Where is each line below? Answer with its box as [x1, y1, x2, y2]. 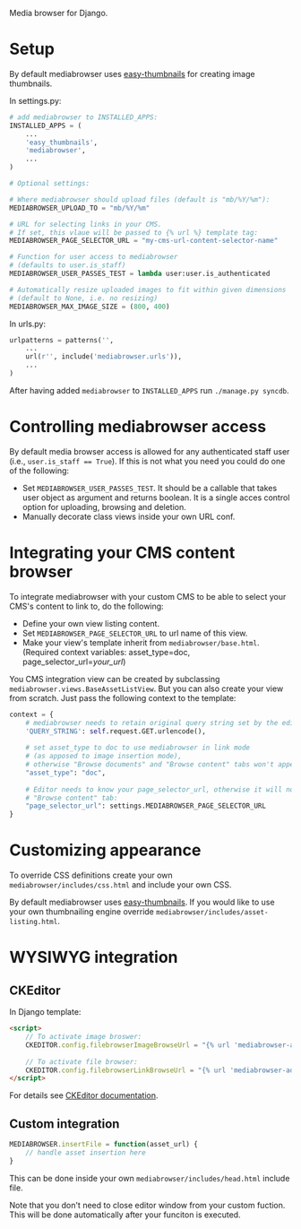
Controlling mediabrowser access [9, 417, 267, 437]
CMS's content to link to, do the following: [9, 601, 164, 611]
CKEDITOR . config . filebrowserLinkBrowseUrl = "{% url [25, 1066, 227, 1075]
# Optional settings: [9, 179, 90, 188]
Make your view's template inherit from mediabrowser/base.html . [21, 636, 260, 648]
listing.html [9, 918, 58, 927]
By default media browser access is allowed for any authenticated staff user [9, 446, 290, 456]
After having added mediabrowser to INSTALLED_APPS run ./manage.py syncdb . [9, 385, 289, 395]
